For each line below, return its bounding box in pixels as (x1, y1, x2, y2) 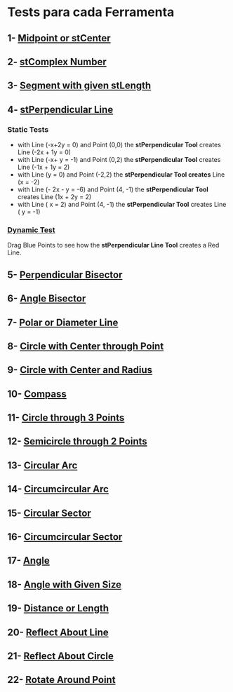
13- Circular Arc (7, 459, 78, 471)
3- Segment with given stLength (7, 80, 152, 92)
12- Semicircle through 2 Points (7, 435, 147, 447)
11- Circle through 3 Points (7, 412, 125, 424)
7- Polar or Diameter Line (7, 316, 119, 328)
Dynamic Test (7, 225, 55, 235)
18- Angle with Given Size (7, 578, 121, 590)
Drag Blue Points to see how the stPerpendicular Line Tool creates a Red (7, 241, 220, 250)
